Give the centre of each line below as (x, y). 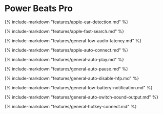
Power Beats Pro (39, 8)
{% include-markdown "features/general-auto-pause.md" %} (66, 69)
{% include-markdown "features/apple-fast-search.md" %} (64, 31)
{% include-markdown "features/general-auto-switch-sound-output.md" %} (81, 97)
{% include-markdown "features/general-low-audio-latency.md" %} (73, 41)
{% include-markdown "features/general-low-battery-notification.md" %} (79, 87)
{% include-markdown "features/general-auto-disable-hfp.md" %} (72, 78)
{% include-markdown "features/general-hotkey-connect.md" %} (71, 106)
